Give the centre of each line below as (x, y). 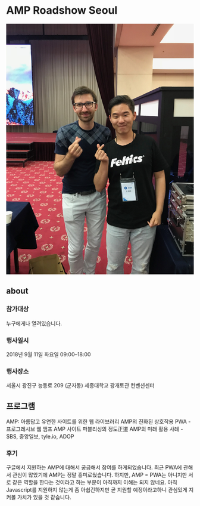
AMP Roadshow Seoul (62, 10)
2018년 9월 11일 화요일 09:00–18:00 (49, 354)
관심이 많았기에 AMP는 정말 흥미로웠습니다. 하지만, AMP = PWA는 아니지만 (100, 475)
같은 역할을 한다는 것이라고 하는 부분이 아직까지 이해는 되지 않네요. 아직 (95, 482)
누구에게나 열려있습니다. (34, 323)
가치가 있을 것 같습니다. (44, 497)
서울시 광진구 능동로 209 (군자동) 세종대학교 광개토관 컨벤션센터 (80, 385)
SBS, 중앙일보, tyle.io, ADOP (40, 437)
